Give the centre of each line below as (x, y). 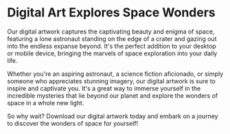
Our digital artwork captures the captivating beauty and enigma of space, (111, 31)
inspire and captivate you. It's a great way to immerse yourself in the (104, 88)
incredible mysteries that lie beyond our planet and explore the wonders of (113, 95)
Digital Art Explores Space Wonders (112, 13)
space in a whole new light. (46, 103)
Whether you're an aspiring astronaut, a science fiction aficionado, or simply (115, 74)
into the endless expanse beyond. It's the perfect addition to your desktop (112, 46)
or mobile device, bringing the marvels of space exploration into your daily (112, 53)
